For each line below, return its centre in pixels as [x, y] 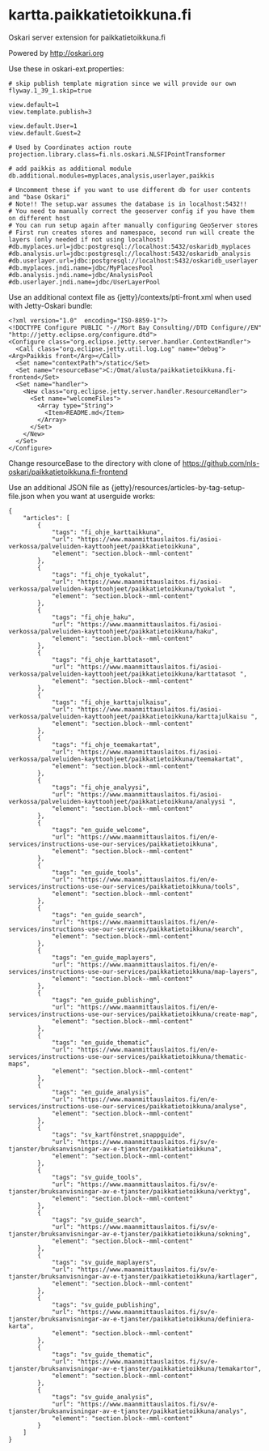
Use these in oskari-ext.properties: [66, 68]
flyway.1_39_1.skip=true [50, 91]
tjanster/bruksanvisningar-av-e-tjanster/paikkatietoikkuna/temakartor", [135, 1368]
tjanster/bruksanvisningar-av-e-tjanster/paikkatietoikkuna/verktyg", [130, 1191]
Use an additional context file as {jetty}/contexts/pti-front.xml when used [130, 297]
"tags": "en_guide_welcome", [101, 830]
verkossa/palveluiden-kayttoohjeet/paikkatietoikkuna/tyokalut [117, 589]
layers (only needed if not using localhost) [86, 239]
